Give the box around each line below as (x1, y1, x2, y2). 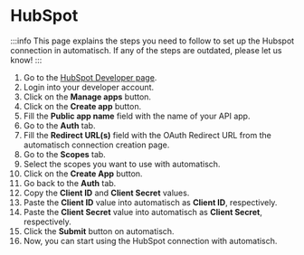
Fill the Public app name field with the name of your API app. (23, 110, 251, 121)
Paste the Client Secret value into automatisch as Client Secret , (23, 206, 263, 217)
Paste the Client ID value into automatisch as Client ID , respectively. (23, 196, 278, 208)
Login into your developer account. (23, 81, 155, 92)
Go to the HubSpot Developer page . (23, 71, 157, 82)
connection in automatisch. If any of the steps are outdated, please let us (10, 44, 283, 55)
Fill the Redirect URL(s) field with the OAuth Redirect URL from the (23, 129, 272, 140)
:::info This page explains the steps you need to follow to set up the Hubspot (10, 35, 295, 46)
